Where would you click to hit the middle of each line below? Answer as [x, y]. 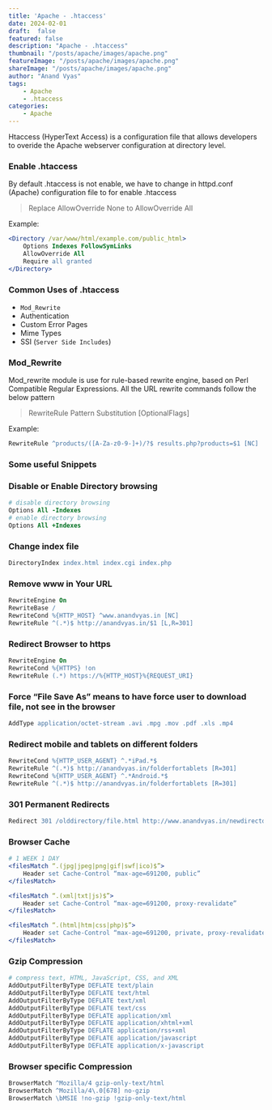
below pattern [32, 398]
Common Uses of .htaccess [64, 290]
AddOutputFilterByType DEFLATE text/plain [81, 986]
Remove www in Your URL [61, 584]
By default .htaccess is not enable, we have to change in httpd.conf [121, 184]
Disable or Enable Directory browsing [83, 486]
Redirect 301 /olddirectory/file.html [74, 821]
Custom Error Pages [54, 324]
